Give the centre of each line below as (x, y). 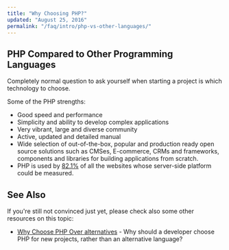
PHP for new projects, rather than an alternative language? (100, 239)
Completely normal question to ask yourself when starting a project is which (114, 81)
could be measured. (45, 173)
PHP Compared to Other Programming (90, 54)
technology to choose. (39, 88)
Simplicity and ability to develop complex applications (93, 122)
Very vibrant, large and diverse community (77, 129)
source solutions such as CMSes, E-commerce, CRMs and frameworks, (118, 151)
